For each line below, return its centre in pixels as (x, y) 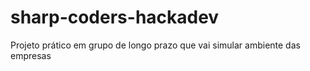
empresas (31, 55)
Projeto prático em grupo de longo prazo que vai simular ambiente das (155, 45)
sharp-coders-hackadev (115, 17)
